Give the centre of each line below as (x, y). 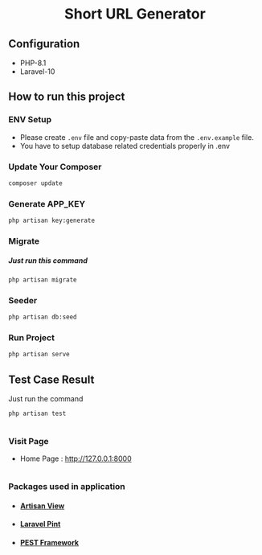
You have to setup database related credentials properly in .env (125, 146)
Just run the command (46, 398)
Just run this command (48, 260)
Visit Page (29, 441)
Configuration (44, 44)
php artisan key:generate (51, 221)
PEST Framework (49, 542)
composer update (35, 183)
